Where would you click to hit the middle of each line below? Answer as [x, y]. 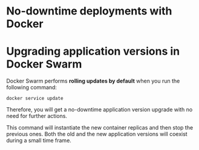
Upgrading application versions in [93, 52]
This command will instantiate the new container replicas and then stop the [100, 128]
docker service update [35, 98]
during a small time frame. [39, 140]
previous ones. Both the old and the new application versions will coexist [97, 134]
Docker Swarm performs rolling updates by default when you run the [93, 81]
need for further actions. [37, 116]
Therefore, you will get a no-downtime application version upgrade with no [99, 110]
